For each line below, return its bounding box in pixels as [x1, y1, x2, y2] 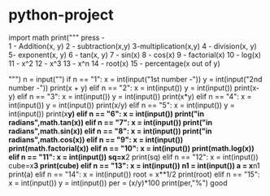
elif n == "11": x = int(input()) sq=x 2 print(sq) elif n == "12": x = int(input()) [8, 152, 259, 162]
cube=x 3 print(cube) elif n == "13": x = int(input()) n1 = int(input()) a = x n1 [8, 160, 260, 170]
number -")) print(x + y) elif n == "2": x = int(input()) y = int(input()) [8, 83, 233, 93]
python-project [8, 6, 114, 24]
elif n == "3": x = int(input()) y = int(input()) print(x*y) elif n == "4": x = [16, 91, 252, 101]
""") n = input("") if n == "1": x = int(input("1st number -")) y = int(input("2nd [8, 74, 263, 84]
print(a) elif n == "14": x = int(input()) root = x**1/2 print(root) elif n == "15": [8, 169, 260, 179]
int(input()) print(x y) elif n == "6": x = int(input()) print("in [8, 108, 205, 119]
